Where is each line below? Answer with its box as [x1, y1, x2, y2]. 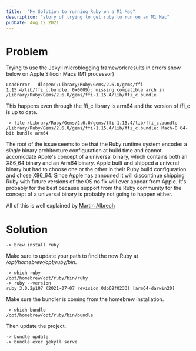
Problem [6, 45, 48, 58]
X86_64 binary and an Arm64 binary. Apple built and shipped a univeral [6, 159, 180, 166]
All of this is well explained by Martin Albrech [6, 202, 115, 209]
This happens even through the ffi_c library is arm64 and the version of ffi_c [6, 102, 190, 109]
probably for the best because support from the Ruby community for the [6, 185, 182, 192]
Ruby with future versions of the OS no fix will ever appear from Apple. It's [6, 178, 187, 185]
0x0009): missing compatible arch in [71, 87, 165, 93]
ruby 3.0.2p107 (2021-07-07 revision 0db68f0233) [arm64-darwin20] [6, 286, 175, 292]
